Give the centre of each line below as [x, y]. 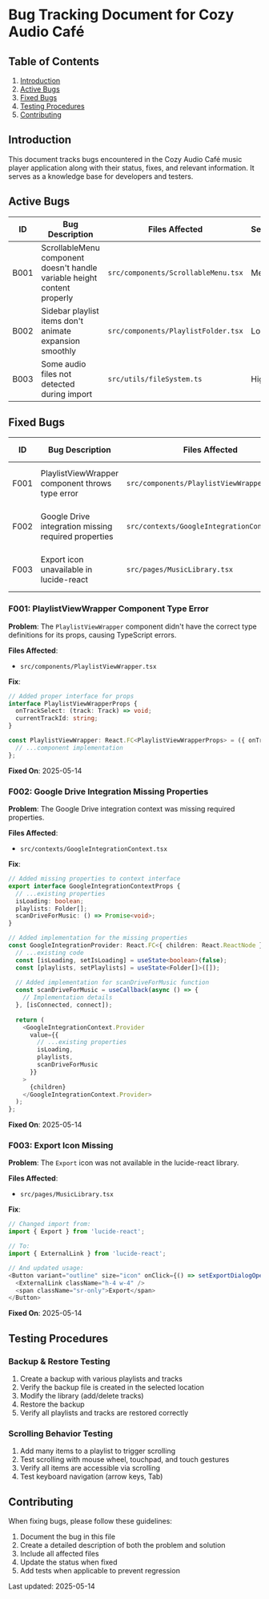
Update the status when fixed [68, 1562]
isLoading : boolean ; [50, 901]
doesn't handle [69, 268]
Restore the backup [52, 1404]
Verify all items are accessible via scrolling [90, 1468]
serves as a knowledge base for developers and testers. [101, 176]
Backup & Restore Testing [59, 1361]
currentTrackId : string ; [57, 719]
